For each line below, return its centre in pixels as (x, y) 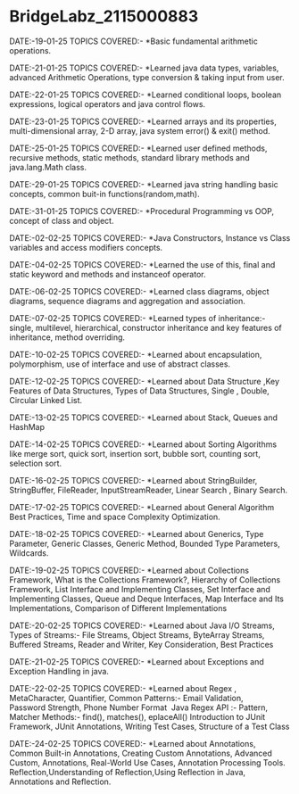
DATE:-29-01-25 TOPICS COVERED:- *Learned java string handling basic (144, 184)
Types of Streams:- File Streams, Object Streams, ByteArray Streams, (137, 634)
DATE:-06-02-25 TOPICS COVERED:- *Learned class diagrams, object (139, 291)
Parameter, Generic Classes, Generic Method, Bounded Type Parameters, (145, 543)
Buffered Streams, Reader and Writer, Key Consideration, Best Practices (141, 644)
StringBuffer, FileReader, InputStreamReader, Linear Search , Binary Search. (149, 490)
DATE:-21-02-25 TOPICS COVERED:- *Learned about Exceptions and (137, 661)
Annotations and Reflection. (60, 782)
